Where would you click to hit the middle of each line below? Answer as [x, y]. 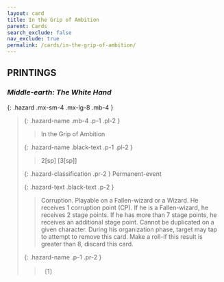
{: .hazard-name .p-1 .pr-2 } [63, 257]
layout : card [26, 13]
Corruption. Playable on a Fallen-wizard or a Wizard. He [120, 200]
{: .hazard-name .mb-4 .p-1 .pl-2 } [72, 120]
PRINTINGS [32, 73]
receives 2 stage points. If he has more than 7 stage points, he [129, 215]
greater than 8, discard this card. [87, 244]
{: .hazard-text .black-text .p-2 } [69, 187]
